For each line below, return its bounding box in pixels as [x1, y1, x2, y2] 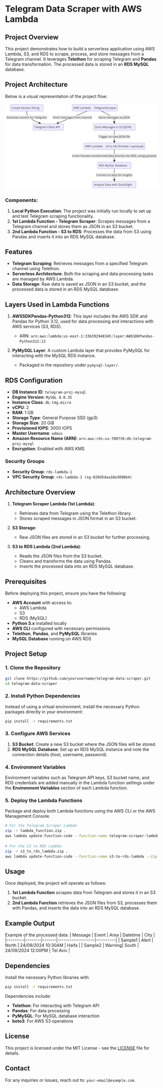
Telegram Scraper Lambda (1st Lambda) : [12, 501, 96, 507]
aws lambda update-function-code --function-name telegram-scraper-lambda [5, 833, 160, 839]
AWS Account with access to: [12, 600, 73, 605]
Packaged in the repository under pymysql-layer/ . [19, 362, 119, 368]
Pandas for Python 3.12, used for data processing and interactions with [12, 319, 154, 325]
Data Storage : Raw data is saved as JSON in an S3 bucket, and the [12, 281, 147, 287]
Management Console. [5, 813, 50, 819]
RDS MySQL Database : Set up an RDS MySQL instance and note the [12, 746, 149, 752]
